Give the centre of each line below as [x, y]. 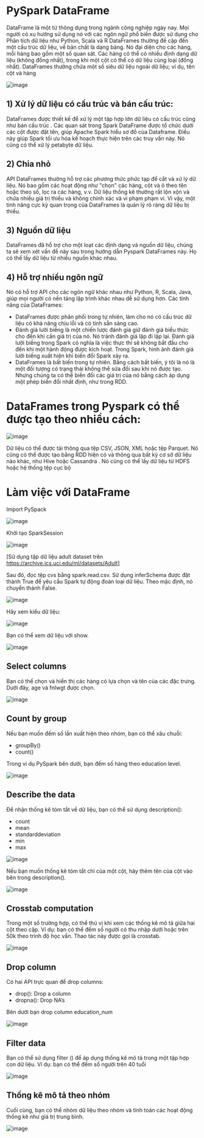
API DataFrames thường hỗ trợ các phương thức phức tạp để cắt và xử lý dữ [101, 178]
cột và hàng [21, 73]
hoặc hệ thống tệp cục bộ [39, 468]
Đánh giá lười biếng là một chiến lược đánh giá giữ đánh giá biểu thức [102, 330]
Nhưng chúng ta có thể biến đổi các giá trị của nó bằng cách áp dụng [102, 375]
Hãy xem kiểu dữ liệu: [33, 612]
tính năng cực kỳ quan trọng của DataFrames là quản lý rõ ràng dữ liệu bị [98, 205]
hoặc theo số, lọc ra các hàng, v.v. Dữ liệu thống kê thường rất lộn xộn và [98, 192]
